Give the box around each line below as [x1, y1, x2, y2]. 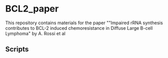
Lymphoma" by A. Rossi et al [5, 30, 65, 36]
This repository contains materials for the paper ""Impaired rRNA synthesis [5, 20, 163, 26]
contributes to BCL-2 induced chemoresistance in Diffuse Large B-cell [5, 25, 153, 31]
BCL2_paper [5, 3, 59, 15]
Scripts [5, 45, 29, 53]
